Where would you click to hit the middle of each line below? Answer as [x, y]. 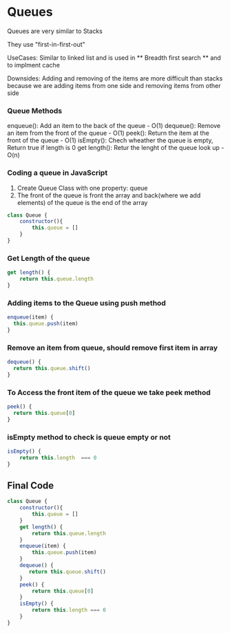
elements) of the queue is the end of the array [82, 202]
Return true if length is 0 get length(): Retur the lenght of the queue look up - [116, 148]
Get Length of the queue [49, 258]
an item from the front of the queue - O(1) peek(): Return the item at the [108, 133]
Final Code [31, 485]
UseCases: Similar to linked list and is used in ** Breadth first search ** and [114, 57]
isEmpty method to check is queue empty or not [89, 437]
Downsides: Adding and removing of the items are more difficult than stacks [115, 78]
